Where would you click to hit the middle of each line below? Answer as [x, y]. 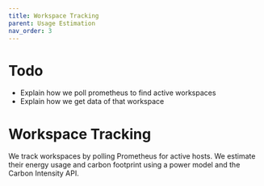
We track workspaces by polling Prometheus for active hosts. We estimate [132, 156]
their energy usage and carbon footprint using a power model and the [124, 165]
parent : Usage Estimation [52, 23]
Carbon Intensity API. [44, 173]
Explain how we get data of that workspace [92, 101]
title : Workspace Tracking [54, 16]
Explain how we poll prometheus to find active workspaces [118, 93]
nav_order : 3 [30, 31]
